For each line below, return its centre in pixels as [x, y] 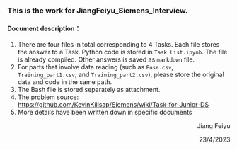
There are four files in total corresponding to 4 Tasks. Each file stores [118, 45]
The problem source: [48, 97]
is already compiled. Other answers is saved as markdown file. [106, 59]
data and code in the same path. [65, 82]
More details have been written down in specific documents [105, 112]
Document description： [44, 28]
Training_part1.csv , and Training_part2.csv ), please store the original [121, 75]
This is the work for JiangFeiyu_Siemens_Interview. [98, 11]
